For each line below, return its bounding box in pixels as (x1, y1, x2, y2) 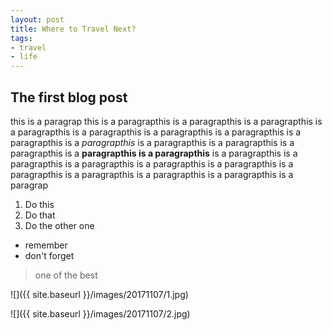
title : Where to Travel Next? (10, 24, 137, 34)
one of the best (34, 269, 98, 281)
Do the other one (24, 219, 95, 231)
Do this (24, 198, 55, 210)
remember (24, 239, 68, 251)
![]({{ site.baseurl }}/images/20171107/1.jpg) (10, 288, 189, 300)
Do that (24, 209, 56, 221)
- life (10, 52, 38, 62)
